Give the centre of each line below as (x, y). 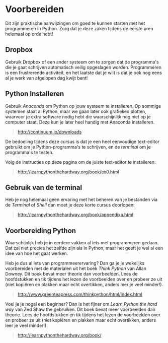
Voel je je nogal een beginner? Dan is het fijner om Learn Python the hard (81, 304)
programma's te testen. (29, 152)
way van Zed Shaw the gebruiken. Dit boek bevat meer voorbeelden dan (80, 310)
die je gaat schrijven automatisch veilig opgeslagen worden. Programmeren (83, 67)
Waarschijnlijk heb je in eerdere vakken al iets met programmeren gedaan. (82, 243)
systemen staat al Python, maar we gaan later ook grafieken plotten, (76, 111)
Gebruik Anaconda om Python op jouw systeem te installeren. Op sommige (83, 106)
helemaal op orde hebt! (29, 34)
